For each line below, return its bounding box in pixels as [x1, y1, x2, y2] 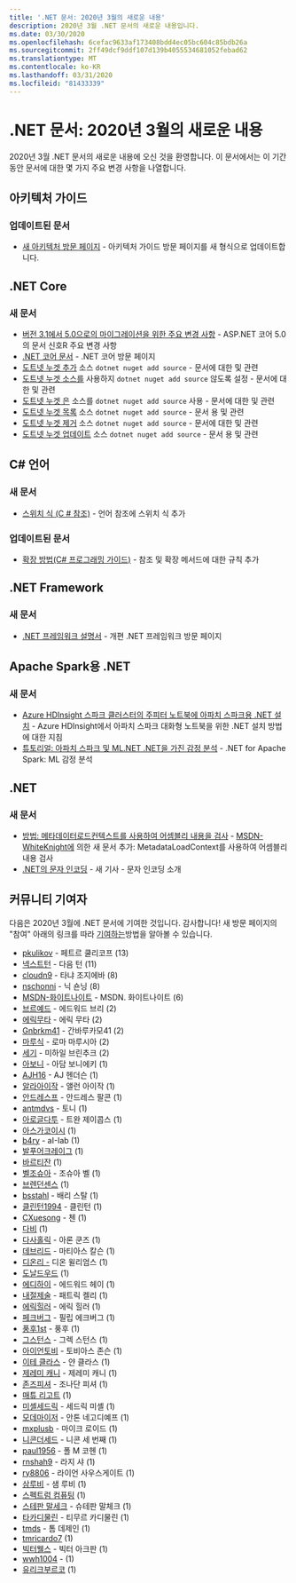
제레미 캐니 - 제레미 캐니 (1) [21, 1367, 118, 1378]
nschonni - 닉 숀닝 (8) [21, 980, 100, 991]
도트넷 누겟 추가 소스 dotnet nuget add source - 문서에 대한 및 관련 [21, 361, 259, 373]
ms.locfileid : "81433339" [9, 79, 105, 88]
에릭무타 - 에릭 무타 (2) [21, 1014, 103, 1025]
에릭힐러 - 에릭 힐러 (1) [21, 1301, 101, 1311]
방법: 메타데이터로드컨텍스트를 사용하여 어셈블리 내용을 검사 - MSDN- [21, 830, 264, 841]
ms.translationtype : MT [9, 54, 97, 63]
